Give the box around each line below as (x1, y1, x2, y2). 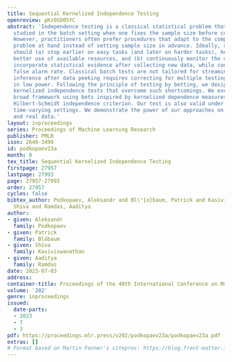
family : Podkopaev (13, 222, 67, 229)
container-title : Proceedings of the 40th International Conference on (7, 280, 217, 287)
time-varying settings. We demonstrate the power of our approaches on (13, 107, 224, 114)
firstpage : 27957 (7, 164, 57, 172)
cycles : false (7, 190, 48, 197)
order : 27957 (7, 184, 45, 191)
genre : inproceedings (7, 293, 70, 300)
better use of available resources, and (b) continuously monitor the (13, 55, 221, 62)
